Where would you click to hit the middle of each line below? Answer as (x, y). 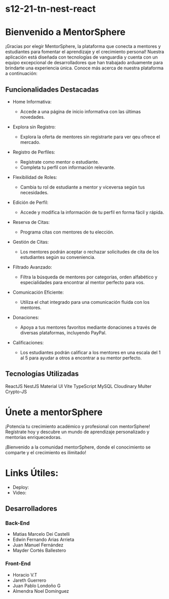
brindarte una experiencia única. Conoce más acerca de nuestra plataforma (84, 68)
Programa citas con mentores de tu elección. (67, 232)
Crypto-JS (16, 392)
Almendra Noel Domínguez (41, 591)
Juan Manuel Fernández (38, 545)
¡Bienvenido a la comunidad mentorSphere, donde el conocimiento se (78, 447)
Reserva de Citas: (31, 222)
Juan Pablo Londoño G (37, 585)
